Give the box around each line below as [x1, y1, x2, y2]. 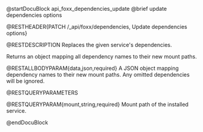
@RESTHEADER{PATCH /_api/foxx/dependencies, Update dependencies [6, 24, 188, 30]
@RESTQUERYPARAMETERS [6, 89, 78, 96]
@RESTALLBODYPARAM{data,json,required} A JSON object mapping [6, 64, 179, 72]
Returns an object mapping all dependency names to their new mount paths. [6, 53, 197, 60]
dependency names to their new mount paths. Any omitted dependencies [6, 71, 190, 78]
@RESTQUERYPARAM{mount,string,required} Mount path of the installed [6, 101, 189, 108]
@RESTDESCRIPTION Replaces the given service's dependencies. [6, 42, 173, 48]
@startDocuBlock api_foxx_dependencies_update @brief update [6, 5, 167, 12]
